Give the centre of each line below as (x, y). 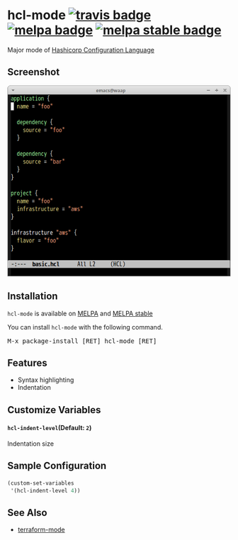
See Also (27, 513)
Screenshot (34, 72)
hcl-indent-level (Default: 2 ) (50, 428)
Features (27, 362)
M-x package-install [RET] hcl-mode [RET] (82, 341)
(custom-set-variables (41, 483)
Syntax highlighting (46, 380)
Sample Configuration (57, 466)
